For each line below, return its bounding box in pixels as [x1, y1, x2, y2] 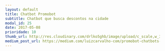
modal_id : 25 [5, 20, 32, 26]
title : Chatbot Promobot [5, 12, 56, 17]
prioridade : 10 [5, 30, 36, 34]
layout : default [5, 7, 38, 12]
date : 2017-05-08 [5, 25, 41, 30]
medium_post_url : [5, 39, 41, 44]
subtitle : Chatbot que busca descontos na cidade [5, 16, 109, 21]
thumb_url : [5, 34, 27, 39]
